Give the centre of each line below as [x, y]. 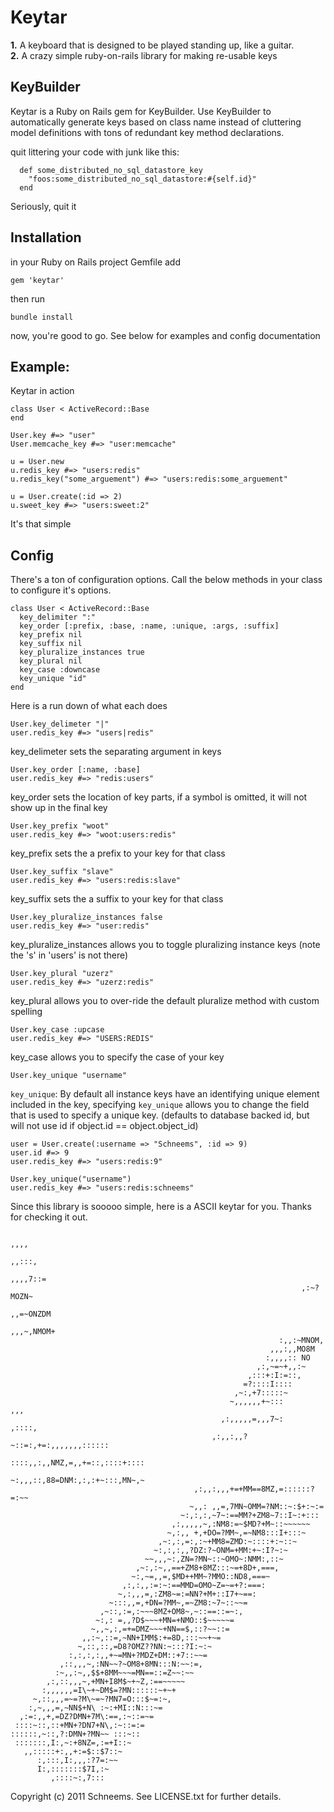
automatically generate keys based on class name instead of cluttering [156, 122]
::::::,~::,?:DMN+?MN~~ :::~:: [75, 1734]
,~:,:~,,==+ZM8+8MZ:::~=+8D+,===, [207, 1568]
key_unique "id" [53, 679]
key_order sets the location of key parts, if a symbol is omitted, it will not [159, 797]
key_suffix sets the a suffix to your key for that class [117, 899]
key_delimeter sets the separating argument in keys [116, 752]
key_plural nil [51, 661]
